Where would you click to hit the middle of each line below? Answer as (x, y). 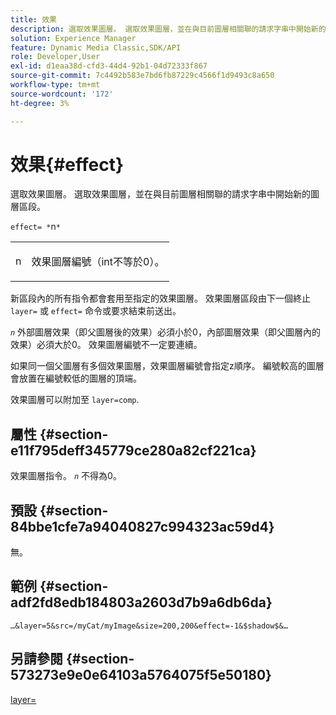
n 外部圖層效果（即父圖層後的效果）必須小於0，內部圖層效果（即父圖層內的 (165, 332)
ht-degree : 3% (40, 103)
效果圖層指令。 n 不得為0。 (66, 476)
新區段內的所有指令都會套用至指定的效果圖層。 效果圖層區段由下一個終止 (160, 298)
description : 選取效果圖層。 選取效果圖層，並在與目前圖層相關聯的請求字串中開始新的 (168, 29)
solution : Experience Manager (73, 38)
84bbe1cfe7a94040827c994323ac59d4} (142, 526)
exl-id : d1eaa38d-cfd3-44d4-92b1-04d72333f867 (109, 66)
